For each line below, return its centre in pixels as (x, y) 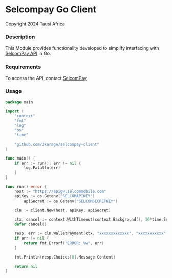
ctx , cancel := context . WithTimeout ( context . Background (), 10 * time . (89, 220)
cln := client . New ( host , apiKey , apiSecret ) (63, 210)
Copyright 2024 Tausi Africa (35, 24)
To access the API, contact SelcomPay (46, 78)
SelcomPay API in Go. (28, 54)
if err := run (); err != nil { (48, 163)
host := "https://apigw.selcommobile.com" (60, 191)
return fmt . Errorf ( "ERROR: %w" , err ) (64, 243)
